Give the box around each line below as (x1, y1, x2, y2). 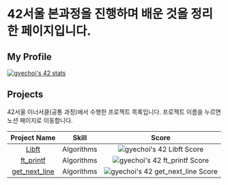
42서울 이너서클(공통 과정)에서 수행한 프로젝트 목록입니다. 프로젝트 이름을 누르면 (7, 107, 222, 116)
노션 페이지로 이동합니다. (7, 116, 73, 124)
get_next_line (12, 167, 55, 176)
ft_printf (20, 155, 46, 165)
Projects (7, 89, 44, 100)
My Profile (7, 51, 53, 62)
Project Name (10, 132, 56, 142)
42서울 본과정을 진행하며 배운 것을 (7, 6, 188, 22)
